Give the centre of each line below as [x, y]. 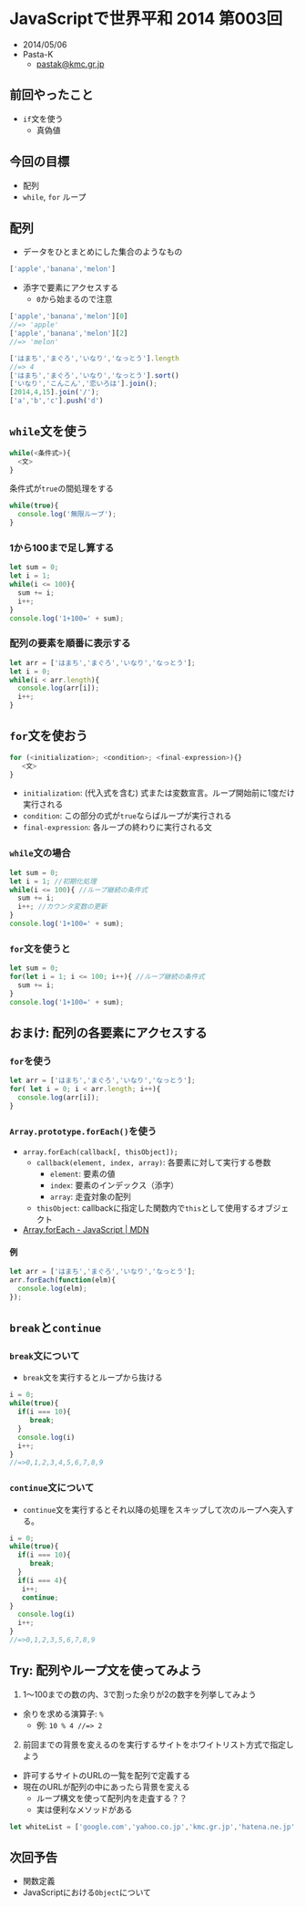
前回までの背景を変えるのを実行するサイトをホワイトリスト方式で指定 [154, 1745]
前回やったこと [51, 95]
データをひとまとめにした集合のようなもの [102, 252]
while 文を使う [49, 431]
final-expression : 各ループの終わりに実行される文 [117, 828]
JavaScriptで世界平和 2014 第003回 [146, 19]
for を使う [31, 1061]
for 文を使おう [49, 736]
